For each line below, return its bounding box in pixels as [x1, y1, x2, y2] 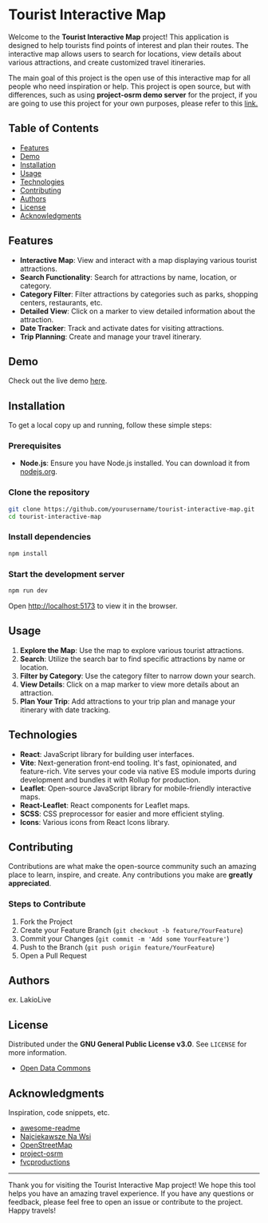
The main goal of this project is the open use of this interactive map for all [8, 73, 251, 82]
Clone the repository [8, 487, 90, 498]
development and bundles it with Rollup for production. [19, 775, 201, 784]
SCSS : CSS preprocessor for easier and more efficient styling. [19, 809, 225, 819]
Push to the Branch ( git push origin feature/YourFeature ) [19, 942, 215, 952]
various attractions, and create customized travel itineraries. [8, 58, 206, 67]
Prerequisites [8, 440, 61, 452]
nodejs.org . [19, 467, 58, 476]
